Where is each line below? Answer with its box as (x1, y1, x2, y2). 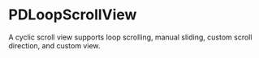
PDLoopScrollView (8, 6, 137, 24)
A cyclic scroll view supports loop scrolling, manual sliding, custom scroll (8, 32, 253, 42)
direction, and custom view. (8, 40, 101, 50)
